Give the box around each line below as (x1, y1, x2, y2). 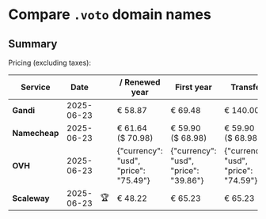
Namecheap (12, 128, 59, 138)
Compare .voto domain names (8, 6, 211, 24)
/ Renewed (119, 77, 161, 88)
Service (21, 81, 51, 93)
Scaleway (12, 193, 50, 203)
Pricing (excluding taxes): (8, 58, 92, 67)
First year (175, 81, 212, 93)
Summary (8, 37, 58, 51)
